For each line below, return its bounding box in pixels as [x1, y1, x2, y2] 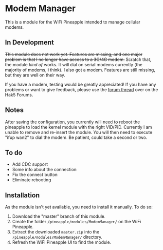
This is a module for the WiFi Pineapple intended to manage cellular [5, 19, 141, 25]
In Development [5, 38, 54, 47]
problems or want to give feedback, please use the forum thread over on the [5, 86, 158, 93]
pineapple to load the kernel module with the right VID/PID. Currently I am [5, 124, 152, 130]
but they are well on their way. [5, 72, 66, 78]
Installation [5, 191, 40, 199]
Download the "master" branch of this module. [12, 213, 106, 219]
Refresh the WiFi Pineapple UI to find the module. [12, 239, 111, 245]
